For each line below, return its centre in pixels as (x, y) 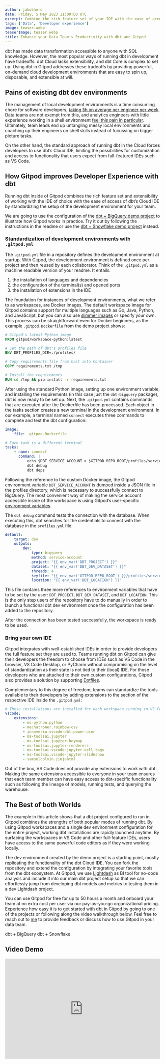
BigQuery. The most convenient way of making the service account (73, 495)
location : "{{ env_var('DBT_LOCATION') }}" (76, 580)
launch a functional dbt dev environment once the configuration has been (79, 605)
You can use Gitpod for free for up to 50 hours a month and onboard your (79, 898)
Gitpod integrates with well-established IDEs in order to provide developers (81, 648)
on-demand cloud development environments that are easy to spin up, (76, 72)
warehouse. (17, 789)
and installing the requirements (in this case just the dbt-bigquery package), (82, 394)
